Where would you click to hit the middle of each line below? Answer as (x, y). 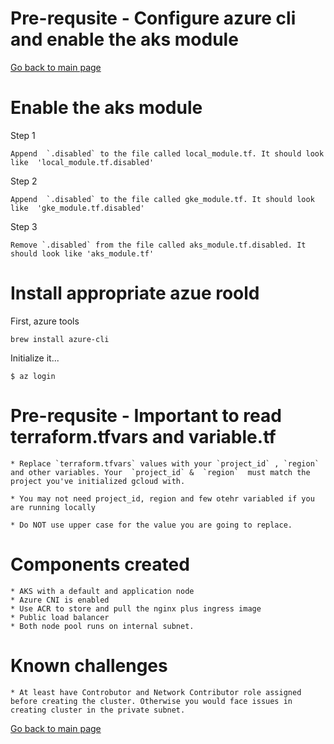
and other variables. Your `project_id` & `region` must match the (160, 472)
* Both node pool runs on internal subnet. (102, 626)
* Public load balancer (60, 617)
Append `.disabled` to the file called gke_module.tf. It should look (162, 199)
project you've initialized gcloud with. (98, 481)
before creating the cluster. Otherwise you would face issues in (151, 701)
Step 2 (24, 181)
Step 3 (24, 226)
